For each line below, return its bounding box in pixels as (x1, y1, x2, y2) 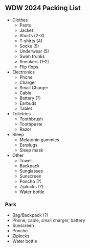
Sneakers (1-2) (19, 58, 49, 64)
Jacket (19, 27, 33, 33)
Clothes (12, 17, 28, 23)
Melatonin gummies (19, 137, 60, 143)
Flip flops (19, 64, 39, 70)
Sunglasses (19, 168, 43, 174)
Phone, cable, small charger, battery (12, 218, 86, 223)
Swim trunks (19, 53, 45, 59)
